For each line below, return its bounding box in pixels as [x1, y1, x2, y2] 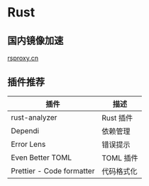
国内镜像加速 [7, 34, 64, 46]
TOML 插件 [101, 153, 138, 162]
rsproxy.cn [7, 54, 39, 62]
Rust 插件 [101, 113, 133, 123]
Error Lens [11, 139, 46, 149]
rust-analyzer [11, 112, 57, 122]
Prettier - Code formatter [11, 165, 95, 175]
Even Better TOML [11, 153, 72, 162]
